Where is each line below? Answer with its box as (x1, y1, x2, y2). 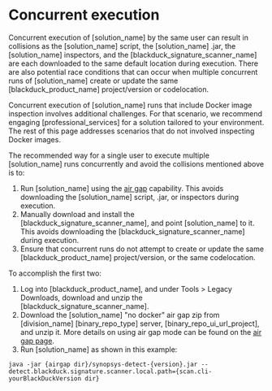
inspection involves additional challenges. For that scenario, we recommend (8, 108, 262, 119)
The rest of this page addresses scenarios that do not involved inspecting (8, 126, 255, 136)
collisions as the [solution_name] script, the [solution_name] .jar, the (8, 41, 236, 50)
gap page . (19, 336, 55, 345)
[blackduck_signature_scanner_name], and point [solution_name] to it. (19, 218, 255, 228)
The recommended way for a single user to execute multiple (8, 150, 209, 160)
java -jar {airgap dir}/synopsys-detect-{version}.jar (8, 360, 198, 368)
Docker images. (8, 134, 61, 144)
